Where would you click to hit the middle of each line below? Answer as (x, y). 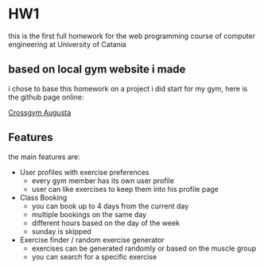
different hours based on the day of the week (106, 223)
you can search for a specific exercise (94, 256)
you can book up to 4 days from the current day (110, 206)
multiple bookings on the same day (89, 214)
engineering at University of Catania (68, 44)
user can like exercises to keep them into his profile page (125, 189)
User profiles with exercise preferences (84, 172)
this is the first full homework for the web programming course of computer (132, 36)
